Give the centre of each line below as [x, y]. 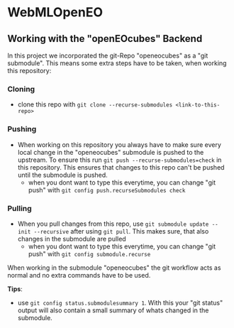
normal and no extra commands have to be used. [79, 275]
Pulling [19, 208]
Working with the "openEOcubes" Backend [105, 39]
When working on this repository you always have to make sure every [119, 144]
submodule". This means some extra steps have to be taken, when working [117, 63]
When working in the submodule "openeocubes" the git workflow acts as [114, 268]
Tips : [15, 289]
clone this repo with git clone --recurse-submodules [95, 104]
